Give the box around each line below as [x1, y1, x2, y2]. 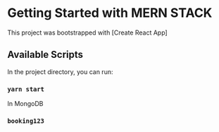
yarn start [7, 85, 44, 93]
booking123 [7, 116, 44, 125]
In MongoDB [7, 100, 44, 108]
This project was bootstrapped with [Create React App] [7, 28, 168, 37]
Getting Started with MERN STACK [7, 5, 213, 21]
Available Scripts [7, 49, 83, 61]
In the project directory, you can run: [7, 67, 113, 76]
